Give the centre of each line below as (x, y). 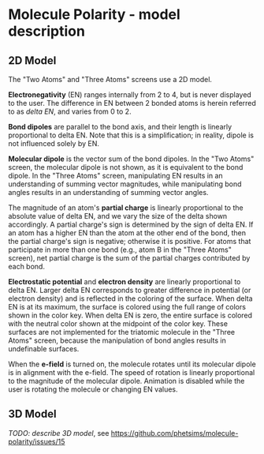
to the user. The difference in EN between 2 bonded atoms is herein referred (132, 103)
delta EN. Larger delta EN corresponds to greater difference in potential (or (130, 290)
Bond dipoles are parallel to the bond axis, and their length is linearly (120, 127)
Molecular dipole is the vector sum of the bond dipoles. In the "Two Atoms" (131, 159)
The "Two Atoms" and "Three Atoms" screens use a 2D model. (110, 79)
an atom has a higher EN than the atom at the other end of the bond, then (127, 233)
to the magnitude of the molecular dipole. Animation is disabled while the (126, 381)
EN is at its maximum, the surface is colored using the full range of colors (127, 307)
